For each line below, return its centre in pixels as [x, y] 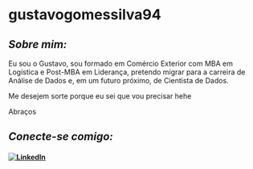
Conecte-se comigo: [61, 137]
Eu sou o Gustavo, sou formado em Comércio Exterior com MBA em [120, 63]
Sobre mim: [38, 44]
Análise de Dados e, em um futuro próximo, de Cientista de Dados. [118, 80]
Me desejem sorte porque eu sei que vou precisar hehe [100, 96]
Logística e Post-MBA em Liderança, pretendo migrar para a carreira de [127, 72]
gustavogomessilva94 [85, 15]
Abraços [22, 111]
